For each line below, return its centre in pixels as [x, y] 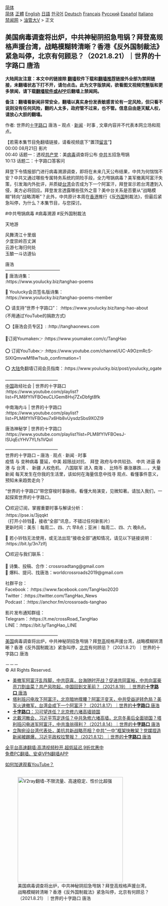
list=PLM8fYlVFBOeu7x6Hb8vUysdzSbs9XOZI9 [54, 418]
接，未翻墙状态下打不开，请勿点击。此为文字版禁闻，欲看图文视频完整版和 [82, 85]
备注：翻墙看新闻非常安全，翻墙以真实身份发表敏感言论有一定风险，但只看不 [84, 102]
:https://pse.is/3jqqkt [27, 515]
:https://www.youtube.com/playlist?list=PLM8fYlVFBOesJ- [66, 434]
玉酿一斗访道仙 [20, 253]
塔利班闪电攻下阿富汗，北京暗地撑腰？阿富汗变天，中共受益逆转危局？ [85, 699]
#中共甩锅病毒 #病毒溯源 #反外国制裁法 [46, 213]
